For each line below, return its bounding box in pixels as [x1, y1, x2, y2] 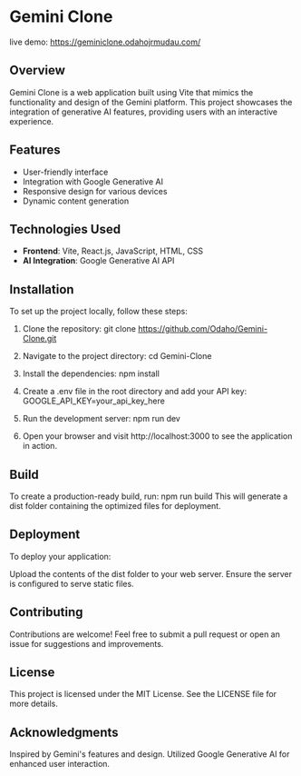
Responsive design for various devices [22, 185, 168, 196]
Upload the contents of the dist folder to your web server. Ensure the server [9, 568, 293, 579]
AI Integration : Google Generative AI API [22, 255, 175, 266]
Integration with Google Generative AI [22, 175, 163, 187]
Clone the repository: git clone [22, 323, 136, 334]
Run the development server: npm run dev [22, 413, 181, 424]
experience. [9, 115, 54, 126]
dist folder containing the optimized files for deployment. [9, 501, 221, 511]
